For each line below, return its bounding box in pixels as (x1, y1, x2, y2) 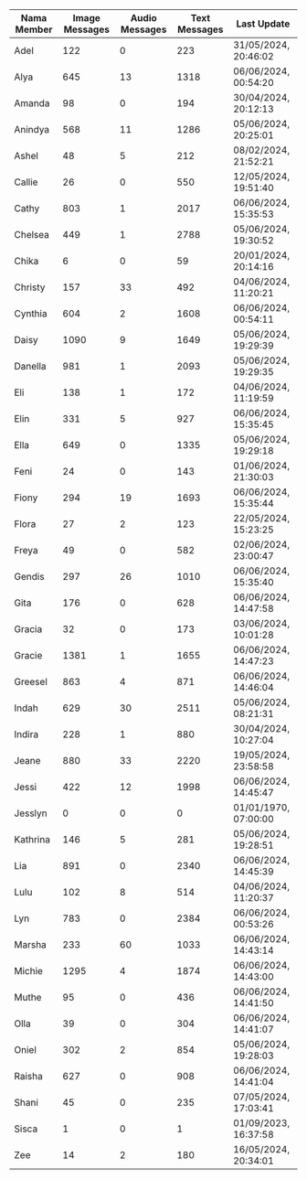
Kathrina (14, 833, 50, 845)
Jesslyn (14, 807, 48, 820)
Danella (14, 360, 48, 372)
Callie (14, 176, 38, 188)
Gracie (14, 649, 43, 661)
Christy (14, 281, 46, 294)
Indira (14, 728, 39, 740)
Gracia (14, 623, 43, 635)
